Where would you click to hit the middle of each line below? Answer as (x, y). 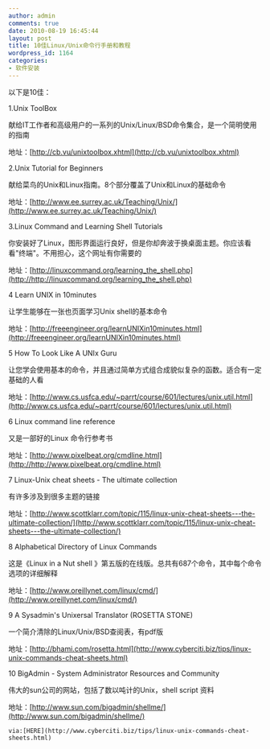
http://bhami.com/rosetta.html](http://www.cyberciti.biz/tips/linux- (141, 648)
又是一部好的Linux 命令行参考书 (61, 438)
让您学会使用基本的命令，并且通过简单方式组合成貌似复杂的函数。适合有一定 (135, 369)
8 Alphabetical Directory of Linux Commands (83, 546)
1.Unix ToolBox (33, 108)
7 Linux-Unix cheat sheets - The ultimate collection (93, 479)
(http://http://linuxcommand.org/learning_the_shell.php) (100, 279)
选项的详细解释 (33, 573)
